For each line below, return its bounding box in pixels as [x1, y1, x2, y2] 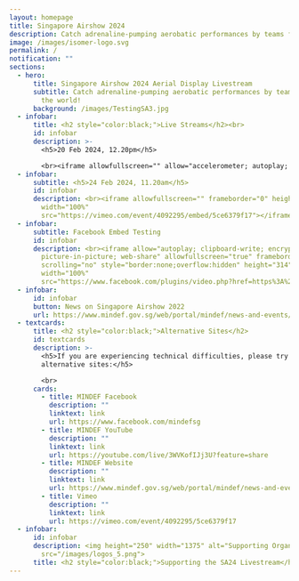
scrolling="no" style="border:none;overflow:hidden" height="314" [41, 261, 293, 270]
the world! [41, 95, 82, 105]
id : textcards [32, 335, 86, 344]
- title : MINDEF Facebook [41, 392, 138, 401]
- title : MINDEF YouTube [41, 425, 133, 434]
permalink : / [9, 46, 58, 55]
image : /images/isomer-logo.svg [9, 37, 129, 47]
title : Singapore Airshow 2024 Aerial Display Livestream [32, 79, 253, 88]
